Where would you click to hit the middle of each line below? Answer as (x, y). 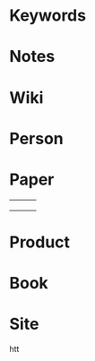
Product (39, 242)
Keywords (48, 16)
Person (37, 138)
